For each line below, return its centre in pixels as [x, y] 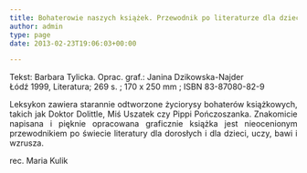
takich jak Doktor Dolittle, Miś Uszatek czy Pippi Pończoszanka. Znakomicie [153, 114]
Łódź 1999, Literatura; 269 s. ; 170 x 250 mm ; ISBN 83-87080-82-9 [137, 86]
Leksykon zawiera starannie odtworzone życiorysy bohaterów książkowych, [153, 105]
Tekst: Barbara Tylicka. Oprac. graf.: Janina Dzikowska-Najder [127, 77]
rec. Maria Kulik [39, 161]
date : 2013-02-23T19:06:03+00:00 [73, 43]
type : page [30, 35]
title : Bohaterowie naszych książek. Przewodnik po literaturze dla [143, 18]
